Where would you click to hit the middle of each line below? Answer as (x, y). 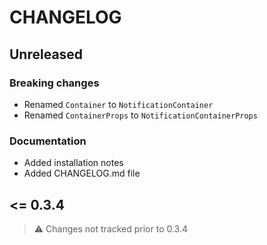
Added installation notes (73, 163)
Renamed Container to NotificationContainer (118, 104)
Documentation (48, 141)
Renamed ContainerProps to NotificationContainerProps (140, 115)
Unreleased (46, 54)
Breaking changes (54, 83)
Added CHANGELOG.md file (82, 173)
